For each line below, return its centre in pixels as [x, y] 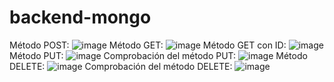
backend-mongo [80, 17]
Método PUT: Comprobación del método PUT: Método [158, 55]
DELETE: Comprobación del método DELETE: [121, 66]
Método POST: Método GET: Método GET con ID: [148, 45]
